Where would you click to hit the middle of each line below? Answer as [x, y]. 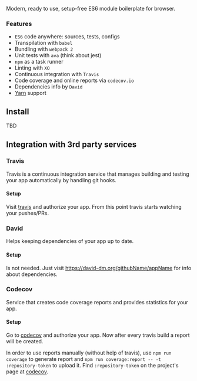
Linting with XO [32, 68]
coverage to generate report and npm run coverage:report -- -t [84, 359]
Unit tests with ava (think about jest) [58, 55]
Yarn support [31, 93]
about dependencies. [32, 274]
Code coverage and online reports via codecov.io [74, 81]
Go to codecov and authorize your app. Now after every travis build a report [98, 335]
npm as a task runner [39, 62]
